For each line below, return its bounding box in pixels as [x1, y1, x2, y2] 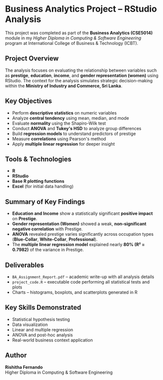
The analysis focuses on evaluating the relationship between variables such [5, 67, 157, 73]
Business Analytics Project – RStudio [5, 3, 157, 15]
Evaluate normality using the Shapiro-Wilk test [12, 120, 106, 126]
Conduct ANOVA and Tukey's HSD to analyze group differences [12, 125, 142, 131]
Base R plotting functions [12, 178, 65, 184]
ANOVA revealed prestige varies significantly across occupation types [12, 231, 154, 237]
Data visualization [12, 322, 48, 327]
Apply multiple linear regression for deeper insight [12, 141, 115, 147]
